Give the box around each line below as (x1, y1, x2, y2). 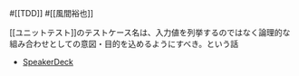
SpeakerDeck (22, 57, 74, 67)
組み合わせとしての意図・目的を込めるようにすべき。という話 (9, 39, 239, 49)
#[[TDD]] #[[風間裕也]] (9, 8, 93, 18)
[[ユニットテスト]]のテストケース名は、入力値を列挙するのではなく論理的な (9, 27, 291, 38)
